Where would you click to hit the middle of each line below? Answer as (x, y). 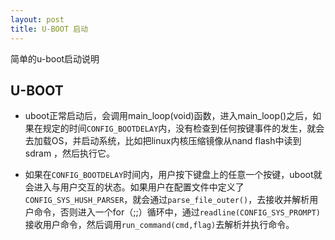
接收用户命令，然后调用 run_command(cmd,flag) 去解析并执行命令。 (159, 225)
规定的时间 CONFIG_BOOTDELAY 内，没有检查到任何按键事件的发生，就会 (183, 128)
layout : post (37, 19)
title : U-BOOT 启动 (49, 29)
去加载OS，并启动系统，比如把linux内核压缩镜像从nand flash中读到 (163, 141)
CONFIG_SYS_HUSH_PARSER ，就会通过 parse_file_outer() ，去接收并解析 (167, 200)
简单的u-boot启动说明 (55, 58)
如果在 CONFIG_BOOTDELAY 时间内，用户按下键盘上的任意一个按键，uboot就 (173, 175)
